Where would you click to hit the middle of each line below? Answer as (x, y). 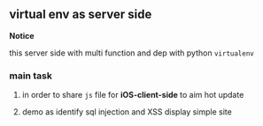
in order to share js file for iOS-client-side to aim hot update (133, 95)
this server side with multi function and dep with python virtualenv (131, 53)
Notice (22, 35)
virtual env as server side (81, 15)
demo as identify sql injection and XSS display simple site (127, 112)
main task (31, 76)
